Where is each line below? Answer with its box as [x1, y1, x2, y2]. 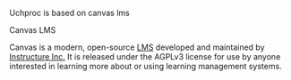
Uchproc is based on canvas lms [9, 8, 130, 18]
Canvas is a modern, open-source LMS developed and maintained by [9, 42, 265, 52]
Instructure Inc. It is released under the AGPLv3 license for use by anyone [9, 52, 281, 61]
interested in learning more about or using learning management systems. [9, 61, 282, 71]
